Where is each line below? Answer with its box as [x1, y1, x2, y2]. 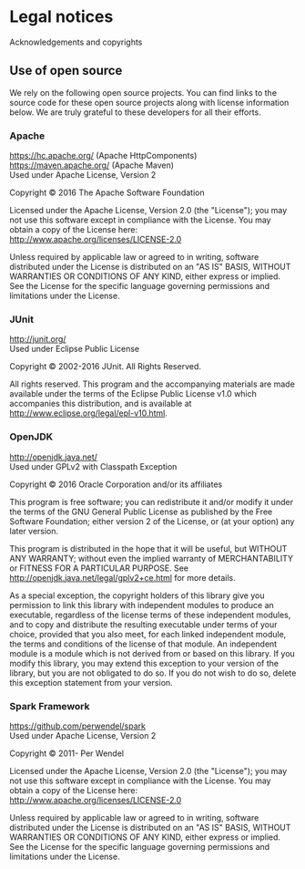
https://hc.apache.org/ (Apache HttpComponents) [9, 150, 198, 161]
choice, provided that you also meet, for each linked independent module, [9, 628, 287, 639]
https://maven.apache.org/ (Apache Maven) [9, 160, 175, 171]
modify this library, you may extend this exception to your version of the [9, 657, 280, 668]
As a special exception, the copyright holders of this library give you [9, 590, 265, 601]
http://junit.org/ [9, 334, 66, 345]
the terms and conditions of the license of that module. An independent [9, 638, 278, 649]
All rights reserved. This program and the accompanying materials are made [9, 378, 296, 389]
